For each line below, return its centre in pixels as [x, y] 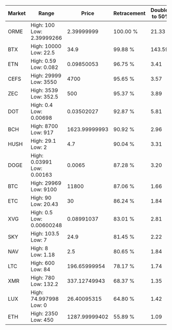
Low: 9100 [44, 190]
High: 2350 [44, 313]
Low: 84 [40, 269]
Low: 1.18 [43, 255]
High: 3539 [44, 90]
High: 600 [43, 263]
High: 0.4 [41, 105]
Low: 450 [42, 320]
